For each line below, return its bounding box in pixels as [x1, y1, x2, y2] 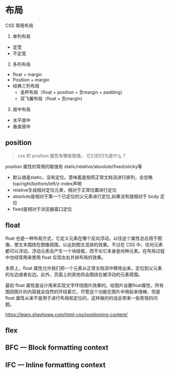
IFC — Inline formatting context [5, 360, 106, 369]
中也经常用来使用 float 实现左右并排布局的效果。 [5, 254, 106, 260]
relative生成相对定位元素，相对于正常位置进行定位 [12, 186, 117, 193]
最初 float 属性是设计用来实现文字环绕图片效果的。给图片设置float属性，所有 [5, 282, 164, 288]
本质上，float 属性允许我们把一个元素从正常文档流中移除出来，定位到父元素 [5, 265, 162, 271]
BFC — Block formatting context [5, 344, 109, 352]
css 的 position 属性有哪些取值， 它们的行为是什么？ [17, 152, 126, 159]
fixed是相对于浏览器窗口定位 [12, 206, 72, 212]
